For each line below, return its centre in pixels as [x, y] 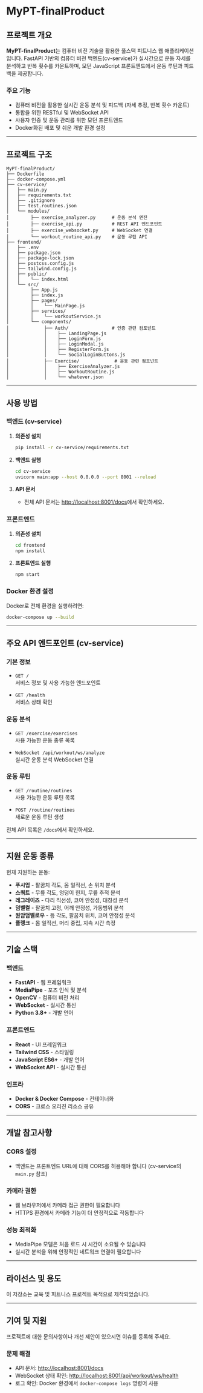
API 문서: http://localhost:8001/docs [59, 1368]
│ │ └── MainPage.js [46, 306]
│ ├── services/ [36, 311]
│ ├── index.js [35, 295]
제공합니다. [31, 73]
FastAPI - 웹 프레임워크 [43, 983]
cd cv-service [33, 471]
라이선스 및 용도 [34, 1278]
